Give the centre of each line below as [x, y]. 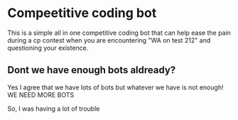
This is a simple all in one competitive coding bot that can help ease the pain [119, 33]
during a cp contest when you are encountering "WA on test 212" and [109, 40]
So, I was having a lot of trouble [54, 109]
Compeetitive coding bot [82, 13]
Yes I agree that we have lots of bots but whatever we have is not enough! [115, 87]
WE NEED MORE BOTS [41, 94]
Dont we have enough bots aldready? [92, 70]
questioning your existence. [48, 48]
